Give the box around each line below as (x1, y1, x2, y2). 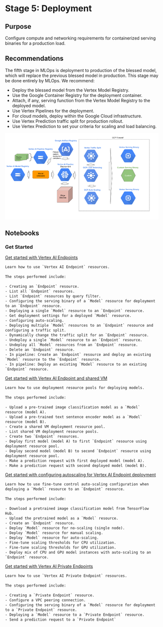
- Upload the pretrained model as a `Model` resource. (5, 516, 119, 521)
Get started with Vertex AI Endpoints (5, 255, 78, 260)
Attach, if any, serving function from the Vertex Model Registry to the (12, 97, 150, 103)
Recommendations (5, 55, 64, 63)
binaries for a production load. (5, 40, 66, 46)
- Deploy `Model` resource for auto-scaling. (5, 535, 99, 540)
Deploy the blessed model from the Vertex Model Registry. (12, 87, 130, 93)
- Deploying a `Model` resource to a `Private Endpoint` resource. (5, 612, 145, 617)
